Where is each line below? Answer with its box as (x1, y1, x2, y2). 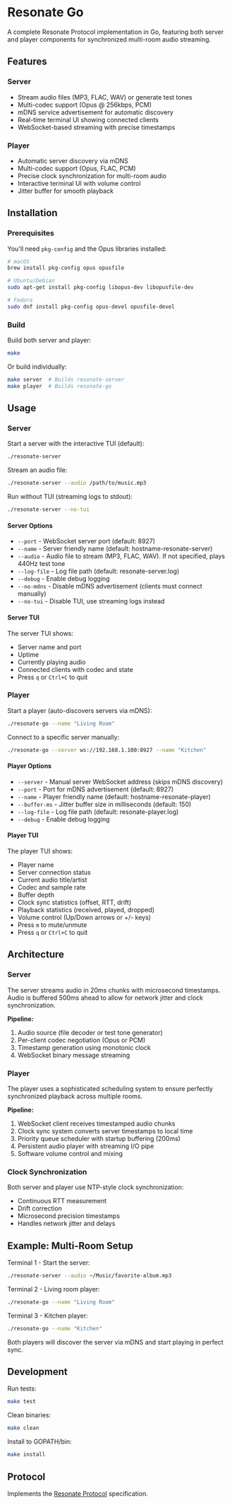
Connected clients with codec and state (17, 665, 134, 673)
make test (7, 1398, 37, 1405)
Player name (17, 860, 54, 869)
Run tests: (7, 1384, 37, 1393)
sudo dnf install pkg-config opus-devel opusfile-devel (7, 303, 175, 310)
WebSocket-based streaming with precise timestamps (17, 123, 176, 131)
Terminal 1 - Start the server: (7, 1258, 90, 1267)
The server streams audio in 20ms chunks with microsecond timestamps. (7, 986, 221, 994)
